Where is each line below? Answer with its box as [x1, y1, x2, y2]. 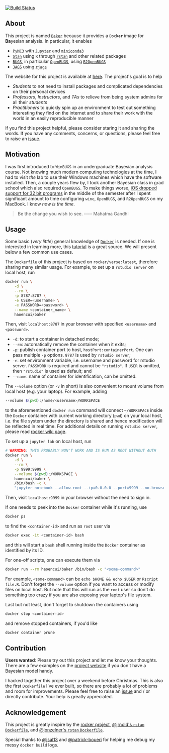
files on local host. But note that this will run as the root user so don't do [5, 586, 155, 592]
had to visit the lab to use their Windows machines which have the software [5, 174, 162, 180]
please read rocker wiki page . [5, 428, 67, 435]
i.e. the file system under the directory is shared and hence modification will [5, 418, 162, 424]
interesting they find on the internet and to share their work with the [12, 110, 153, 116]
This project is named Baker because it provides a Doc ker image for [5, 33, 144, 39]
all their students [12, 99, 48, 105]
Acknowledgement [5, 708, 66, 717]
